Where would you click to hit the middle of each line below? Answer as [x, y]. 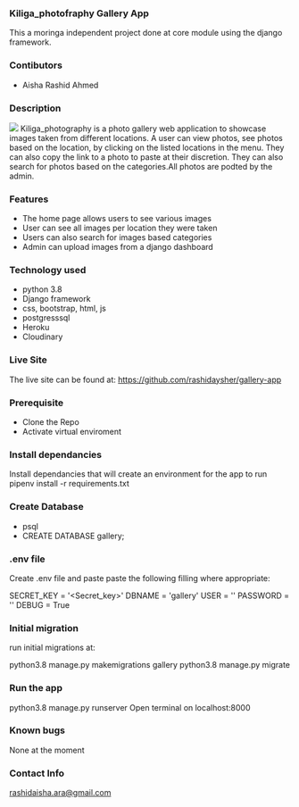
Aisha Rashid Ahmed [60, 85]
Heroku [36, 328]
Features [29, 199]
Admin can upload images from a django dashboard [118, 247]
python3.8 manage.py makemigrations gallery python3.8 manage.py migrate [150, 665]
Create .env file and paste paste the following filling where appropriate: [140, 578]
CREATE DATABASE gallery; [73, 536]
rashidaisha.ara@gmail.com [60, 793]
